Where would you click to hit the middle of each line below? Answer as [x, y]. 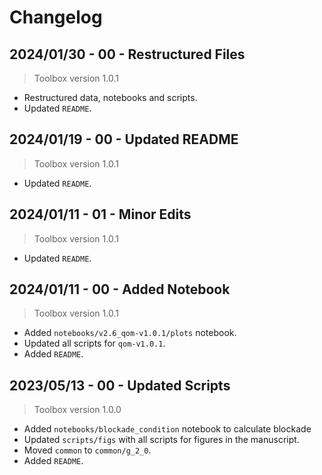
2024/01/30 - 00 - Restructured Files [127, 54]
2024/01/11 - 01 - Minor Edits [100, 214]
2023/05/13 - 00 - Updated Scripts [120, 385]
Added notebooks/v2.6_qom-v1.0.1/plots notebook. [130, 333]
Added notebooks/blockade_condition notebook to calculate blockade [167, 429]
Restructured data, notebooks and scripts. [110, 97]
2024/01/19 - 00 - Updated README [124, 139]
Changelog [56, 17]
